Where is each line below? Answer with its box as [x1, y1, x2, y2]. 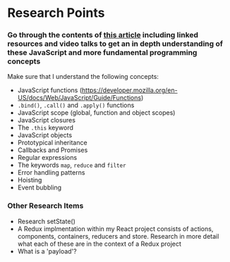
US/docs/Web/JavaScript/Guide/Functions [17, 94, 142, 102]
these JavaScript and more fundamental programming [7, 48, 198, 58]
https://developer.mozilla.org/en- [81, 86, 178, 94]
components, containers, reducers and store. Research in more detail [17, 232, 219, 240]
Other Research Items [7, 201, 84, 211]
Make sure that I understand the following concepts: [7, 73, 159, 81]
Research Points [7, 5, 105, 21]
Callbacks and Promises [17, 146, 88, 154]
